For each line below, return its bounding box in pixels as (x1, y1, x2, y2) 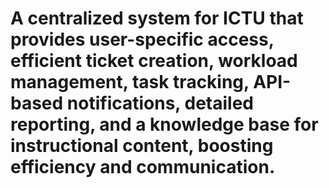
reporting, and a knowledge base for (10, 113, 319, 136)
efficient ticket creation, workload (10, 50, 298, 72)
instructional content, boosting (10, 135, 274, 157)
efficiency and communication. (10, 156, 276, 179)
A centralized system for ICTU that (10, 7, 304, 30)
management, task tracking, (10, 71, 250, 94)
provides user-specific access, (10, 28, 275, 51)
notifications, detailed (66, 92, 254, 115)
